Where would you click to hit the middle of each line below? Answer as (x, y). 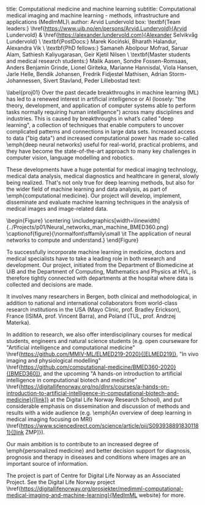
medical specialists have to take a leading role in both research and (91, 258)
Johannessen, (24, 80)
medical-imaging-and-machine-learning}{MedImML (72, 495)
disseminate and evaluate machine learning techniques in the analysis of (98, 202)
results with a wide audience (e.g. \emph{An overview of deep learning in (99, 413)
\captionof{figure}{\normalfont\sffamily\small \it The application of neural (99, 233)
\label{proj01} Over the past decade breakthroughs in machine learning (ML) (102, 92)
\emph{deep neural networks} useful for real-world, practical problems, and (102, 145)
